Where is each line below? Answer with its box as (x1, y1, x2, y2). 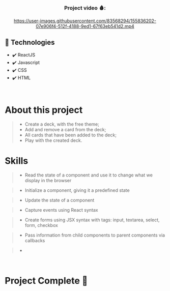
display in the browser (24, 177, 72, 183)
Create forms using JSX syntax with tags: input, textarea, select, (24, 217, 160, 223)
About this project (5, 104, 83, 116)
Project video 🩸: (64, 4, 106, 11)
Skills (5, 155, 29, 167)
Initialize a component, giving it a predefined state (24, 187, 130, 193)
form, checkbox (24, 222, 58, 228)
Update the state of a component (24, 197, 95, 203)
